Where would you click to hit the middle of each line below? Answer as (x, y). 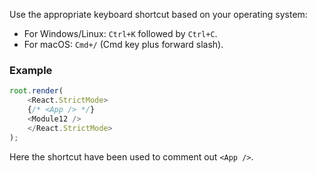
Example (31, 70)
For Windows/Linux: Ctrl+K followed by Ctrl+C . (120, 33)
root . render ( (36, 91)
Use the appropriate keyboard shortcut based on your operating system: (158, 14)
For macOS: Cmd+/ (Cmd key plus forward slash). (123, 44)
